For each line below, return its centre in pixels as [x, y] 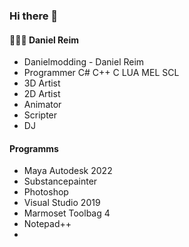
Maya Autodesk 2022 [68, 171]
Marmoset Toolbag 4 [67, 213]
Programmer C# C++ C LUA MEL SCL [101, 73]
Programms [34, 148]
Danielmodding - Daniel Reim [84, 62]
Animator [42, 105]
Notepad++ [47, 224]
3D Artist [42, 83]
